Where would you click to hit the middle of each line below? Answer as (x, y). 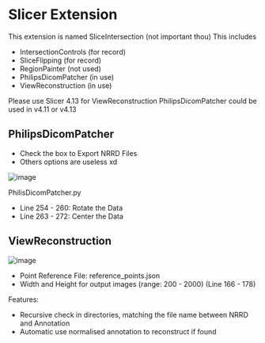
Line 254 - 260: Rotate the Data (71, 208)
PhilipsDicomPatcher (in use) (67, 77)
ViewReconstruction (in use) (66, 86)
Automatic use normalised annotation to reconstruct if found (118, 331)
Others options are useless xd (68, 162)
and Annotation (45, 323)
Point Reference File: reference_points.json (90, 276)
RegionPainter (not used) (60, 68)
